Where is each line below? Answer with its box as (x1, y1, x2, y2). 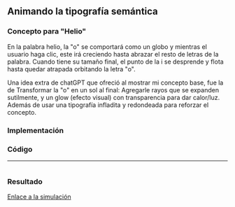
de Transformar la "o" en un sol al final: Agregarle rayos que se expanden (7, 85, 219, 94)
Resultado (7, 176, 43, 186)
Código (7, 144, 33, 154)
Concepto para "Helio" (7, 27, 87, 36)
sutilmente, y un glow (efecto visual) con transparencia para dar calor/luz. (7, 93, 220, 101)
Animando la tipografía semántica (7, 6, 159, 17)
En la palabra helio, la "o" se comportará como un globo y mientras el (7, 42, 208, 51)
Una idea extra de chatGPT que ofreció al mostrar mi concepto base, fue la (7, 78, 224, 87)
